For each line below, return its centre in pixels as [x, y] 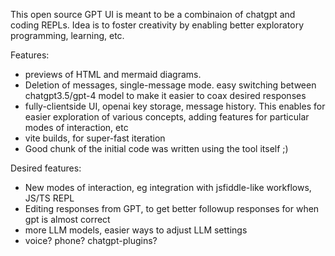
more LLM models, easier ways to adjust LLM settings [136, 230]
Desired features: [46, 168]
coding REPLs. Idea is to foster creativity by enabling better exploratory [157, 25]
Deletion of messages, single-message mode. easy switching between [170, 85]
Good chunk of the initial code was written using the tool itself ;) [156, 148]
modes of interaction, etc [76, 127]
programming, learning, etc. [67, 35]
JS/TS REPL [49, 198]
